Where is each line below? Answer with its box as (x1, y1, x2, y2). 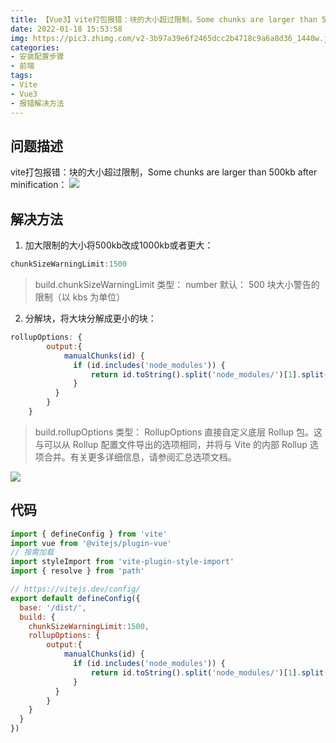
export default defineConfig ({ (10, 593, 141, 603)
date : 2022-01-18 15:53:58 (10, 24, 123, 34)
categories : (10, 42, 60, 53)
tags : (10, 71, 33, 81)
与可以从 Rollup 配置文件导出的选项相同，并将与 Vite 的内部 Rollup (34, 438, 308, 450)
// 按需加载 (10, 547, 55, 558)
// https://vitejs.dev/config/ (10, 584, 141, 595)
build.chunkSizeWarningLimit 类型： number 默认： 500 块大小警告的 (34, 279, 320, 290)
